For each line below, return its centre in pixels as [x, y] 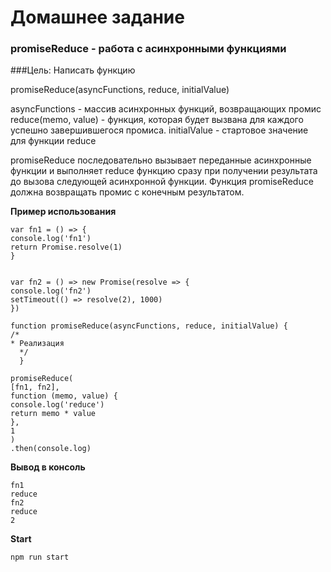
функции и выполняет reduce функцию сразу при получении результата [164, 171]
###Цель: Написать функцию [73, 70]
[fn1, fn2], [35, 387]
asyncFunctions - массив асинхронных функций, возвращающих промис [166, 109]
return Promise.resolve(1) [66, 247]
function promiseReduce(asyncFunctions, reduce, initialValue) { [149, 326]
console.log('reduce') [57, 405]
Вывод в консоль [48, 467]
